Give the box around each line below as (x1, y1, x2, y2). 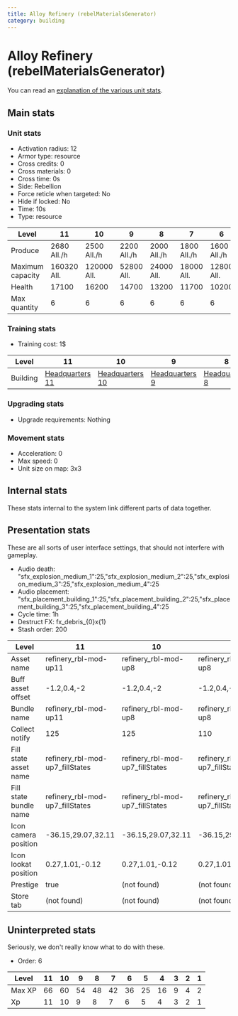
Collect (11, 724, 35, 734)
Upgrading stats (7, 399, 64, 409)
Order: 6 (17, 957, 42, 966)
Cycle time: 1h (17, 609, 59, 619)
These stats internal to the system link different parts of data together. (7, 503, 212, 512)
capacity (11, 271, 40, 281)
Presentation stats (7, 524, 91, 537)
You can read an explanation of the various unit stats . (7, 86, 163, 95)
